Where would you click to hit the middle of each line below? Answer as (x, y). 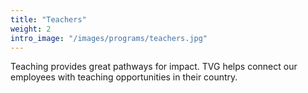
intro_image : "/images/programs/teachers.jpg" (109, 38)
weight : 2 (31, 29)
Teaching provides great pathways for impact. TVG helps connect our (154, 67)
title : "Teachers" (48, 19)
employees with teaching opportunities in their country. (124, 77)
